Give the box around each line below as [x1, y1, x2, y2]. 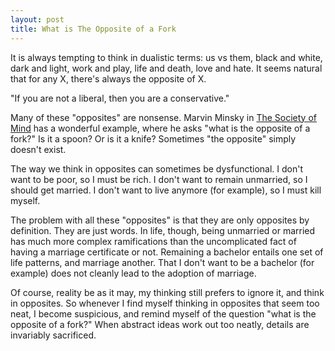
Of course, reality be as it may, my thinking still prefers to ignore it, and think [10, 286, 325, 298]
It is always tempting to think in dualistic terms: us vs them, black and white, [10, 51, 323, 63]
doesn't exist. [10, 143, 67, 155]
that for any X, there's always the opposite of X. [10, 72, 207, 85]
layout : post [10, 14, 65, 25]
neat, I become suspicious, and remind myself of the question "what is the [10, 307, 317, 320]
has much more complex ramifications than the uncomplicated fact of [10, 235, 297, 247]
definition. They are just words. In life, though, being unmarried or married [10, 224, 316, 236]
